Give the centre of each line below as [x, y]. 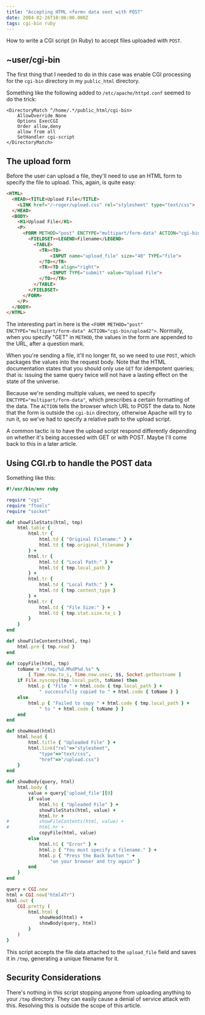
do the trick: [21, 99]
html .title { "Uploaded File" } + [72, 743]
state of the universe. [33, 381]
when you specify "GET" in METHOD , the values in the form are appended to [99, 337]
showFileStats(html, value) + [77, 810]
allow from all [37, 132]
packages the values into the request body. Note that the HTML [86, 362]
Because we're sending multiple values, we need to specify [81, 393]
